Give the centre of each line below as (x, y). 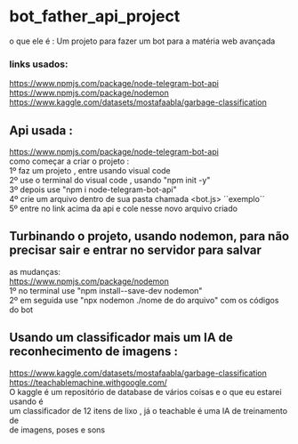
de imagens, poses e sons (57, 430)
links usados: (39, 64)
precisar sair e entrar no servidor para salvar (136, 250)
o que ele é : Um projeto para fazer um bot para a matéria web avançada (142, 41)
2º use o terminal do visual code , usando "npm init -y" (110, 181)
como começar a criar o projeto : (69, 161)
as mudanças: (35, 271)
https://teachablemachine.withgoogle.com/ (88, 382)
